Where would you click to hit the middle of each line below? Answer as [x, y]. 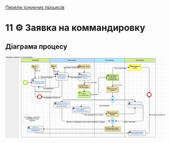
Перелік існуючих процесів [35, 7]
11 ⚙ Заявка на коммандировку [75, 28]
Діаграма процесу [36, 46]
